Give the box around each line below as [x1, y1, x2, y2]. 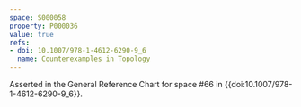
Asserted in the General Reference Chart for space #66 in [9, 79, 223, 89]
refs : [9, 37, 30, 47]
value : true [9, 29, 54, 38]
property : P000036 [9, 21, 78, 30]
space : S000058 [9, 12, 66, 22]
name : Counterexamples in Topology [17, 54, 151, 63]
